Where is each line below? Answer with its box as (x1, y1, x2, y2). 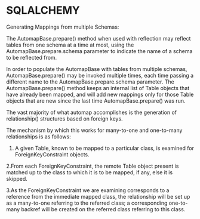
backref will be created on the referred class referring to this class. (20, 205, 186, 212)
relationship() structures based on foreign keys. (6, 115, 124, 122)
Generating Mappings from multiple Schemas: (6, 23, 119, 30)
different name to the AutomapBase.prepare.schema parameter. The (6, 78, 174, 85)
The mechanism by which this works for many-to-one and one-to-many (6, 127, 183, 134)
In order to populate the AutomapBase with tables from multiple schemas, (6, 65, 187, 72)
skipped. (6, 175, 28, 182)
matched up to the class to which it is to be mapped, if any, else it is (6, 168, 173, 176)
